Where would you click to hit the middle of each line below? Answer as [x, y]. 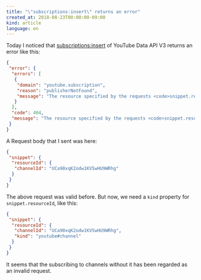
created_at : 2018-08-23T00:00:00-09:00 [56, 17]
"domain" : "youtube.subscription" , [61, 85]
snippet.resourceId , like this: [42, 203]
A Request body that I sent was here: [52, 141]
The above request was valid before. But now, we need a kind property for [98, 197]
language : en [22, 28]
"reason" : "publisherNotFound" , [57, 90]
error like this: [23, 52]
